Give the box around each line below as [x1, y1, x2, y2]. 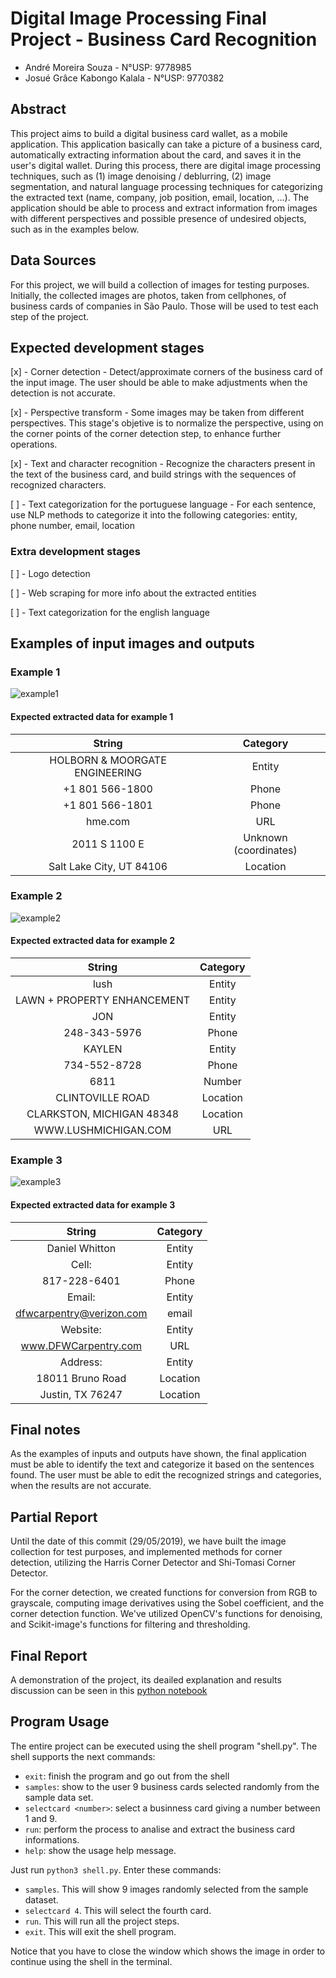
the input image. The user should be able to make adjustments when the [10, 377, 308, 389]
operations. [10, 438, 58, 451]
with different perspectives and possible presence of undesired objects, [10, 212, 307, 224]
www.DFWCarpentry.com [20, 1338, 142, 1352]
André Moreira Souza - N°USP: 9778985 [24, 61, 192, 73]
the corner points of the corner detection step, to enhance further [10, 428, 282, 440]
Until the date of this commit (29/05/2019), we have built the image [10, 1535, 287, 1547]
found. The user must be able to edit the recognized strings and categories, [10, 1469, 322, 1481]
